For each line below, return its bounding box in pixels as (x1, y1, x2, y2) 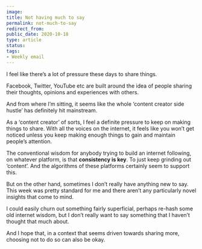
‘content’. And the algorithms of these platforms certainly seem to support (6, 162, 190, 169)
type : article (6, 37, 42, 43)
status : (6, 43, 26, 49)
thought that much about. (6, 218, 69, 225)
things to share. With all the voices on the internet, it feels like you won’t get (6, 124, 195, 132)
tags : (6, 48, 20, 54)
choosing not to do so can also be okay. (6, 236, 106, 243)
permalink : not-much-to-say (6, 20, 77, 26)
